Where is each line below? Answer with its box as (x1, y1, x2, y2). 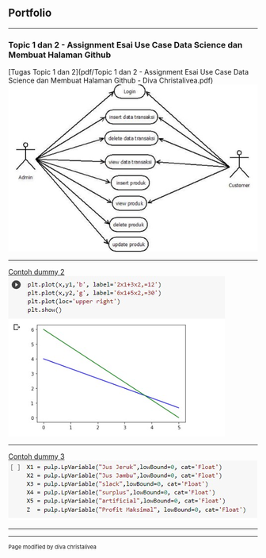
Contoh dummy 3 (8, 452, 65, 461)
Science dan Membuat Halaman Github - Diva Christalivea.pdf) (8, 75, 214, 86)
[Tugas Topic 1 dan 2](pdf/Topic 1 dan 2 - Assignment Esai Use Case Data (8, 67, 249, 77)
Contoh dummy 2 (8, 267, 65, 276)
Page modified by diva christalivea (8, 543, 97, 551)
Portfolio (8, 6, 52, 20)
